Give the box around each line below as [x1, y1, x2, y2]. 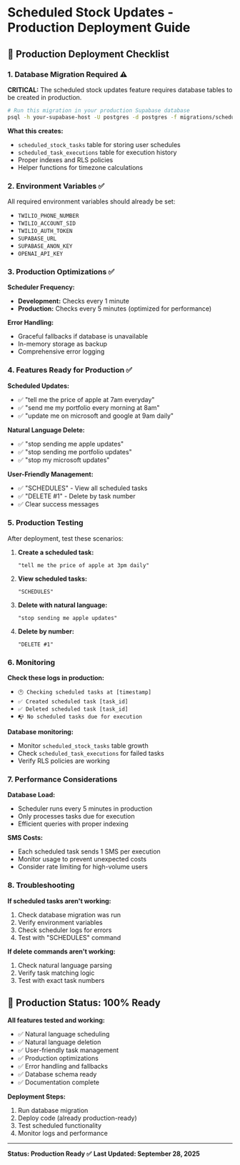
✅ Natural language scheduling [17, 1029, 110, 1038]
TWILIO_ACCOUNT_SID [17, 219, 76, 227]
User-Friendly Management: [7, 469, 94, 479]
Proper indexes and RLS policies [17, 155, 114, 164]
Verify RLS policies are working [17, 756, 111, 765]
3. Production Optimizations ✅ [7, 266, 115, 276]
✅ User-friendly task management [17, 1046, 119, 1054]
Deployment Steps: [7, 1092, 66, 1101]
